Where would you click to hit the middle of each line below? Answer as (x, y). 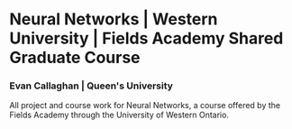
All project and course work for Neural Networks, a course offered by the (145, 106)
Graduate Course (75, 58)
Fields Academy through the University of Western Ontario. (119, 115)
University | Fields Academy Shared (146, 38)
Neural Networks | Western (114, 19)
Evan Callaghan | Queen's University (91, 86)
